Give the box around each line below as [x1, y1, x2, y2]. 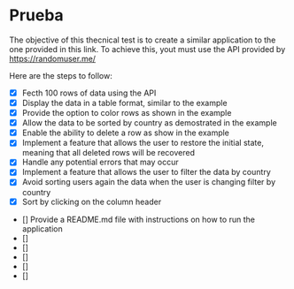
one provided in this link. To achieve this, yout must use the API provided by [9, 43, 286, 54]
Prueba [9, 5, 64, 26]
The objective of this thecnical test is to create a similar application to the [9, 34, 276, 45]
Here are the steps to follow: [9, 70, 112, 80]
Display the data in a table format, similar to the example [21, 98, 228, 108]
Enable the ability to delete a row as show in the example [21, 127, 230, 138]
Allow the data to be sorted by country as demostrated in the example [21, 118, 277, 128]
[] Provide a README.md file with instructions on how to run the [21, 214, 255, 224]
